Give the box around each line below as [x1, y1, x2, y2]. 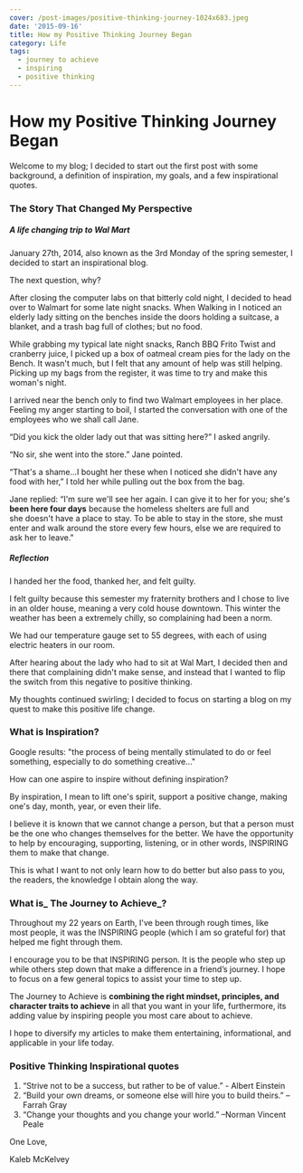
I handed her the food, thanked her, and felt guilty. [9, 576, 196, 586]
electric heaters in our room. [9, 639, 116, 650]
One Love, [9, 1137, 48, 1148]
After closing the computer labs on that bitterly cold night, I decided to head [9, 291, 292, 303]
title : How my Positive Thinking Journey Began [9, 30, 193, 39]
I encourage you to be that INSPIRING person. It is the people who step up [9, 954, 287, 965]
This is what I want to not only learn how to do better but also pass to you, [9, 864, 286, 875]
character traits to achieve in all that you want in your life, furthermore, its [9, 1001, 287, 1012]
